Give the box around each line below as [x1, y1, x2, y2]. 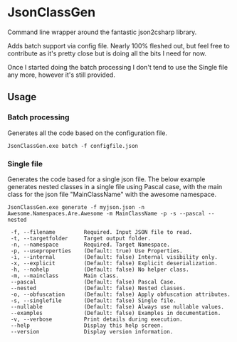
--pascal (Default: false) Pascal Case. [10, 278, 177, 285]
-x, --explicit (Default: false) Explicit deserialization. [10, 260, 218, 267]
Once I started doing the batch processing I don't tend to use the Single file [7, 63, 228, 71]
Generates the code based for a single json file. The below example [7, 175, 206, 183]
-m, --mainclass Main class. [10, 272, 120, 279]
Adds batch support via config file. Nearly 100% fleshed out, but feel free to [7, 41, 230, 50]
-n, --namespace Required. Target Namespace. [10, 241, 171, 248]
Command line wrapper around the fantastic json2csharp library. [7, 28, 197, 36]
